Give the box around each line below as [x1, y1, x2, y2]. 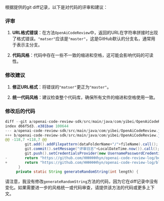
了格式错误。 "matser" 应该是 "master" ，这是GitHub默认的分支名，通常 [12, 36, 151, 42]
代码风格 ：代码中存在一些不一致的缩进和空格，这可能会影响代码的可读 [12, 52, 154, 58]
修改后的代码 [5, 108, 36, 114]
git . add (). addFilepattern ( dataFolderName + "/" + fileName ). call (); [24, 142, 159, 147]
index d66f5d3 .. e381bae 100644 [5, 124, 69, 129]
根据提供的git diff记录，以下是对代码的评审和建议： [5, 4, 108, 10]
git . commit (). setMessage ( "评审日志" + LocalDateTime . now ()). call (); [24, 146, 160, 152]
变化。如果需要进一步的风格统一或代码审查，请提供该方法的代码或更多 [5, 185, 146, 191]
